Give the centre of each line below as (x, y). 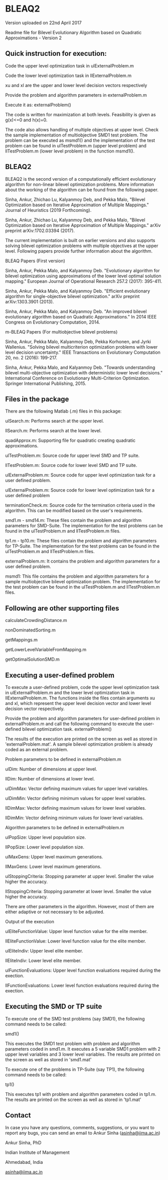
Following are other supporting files (62, 608)
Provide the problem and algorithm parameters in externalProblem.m (76, 95)
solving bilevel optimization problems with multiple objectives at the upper (82, 246)
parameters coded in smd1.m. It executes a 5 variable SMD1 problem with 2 (83, 1049)
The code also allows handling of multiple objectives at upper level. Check (82, 129)
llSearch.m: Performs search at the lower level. (53, 431)
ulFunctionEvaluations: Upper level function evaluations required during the (83, 970)
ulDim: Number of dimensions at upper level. (51, 769)
